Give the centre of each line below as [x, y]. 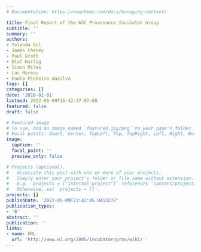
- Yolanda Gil [24, 45]
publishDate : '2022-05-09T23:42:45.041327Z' [63, 200]
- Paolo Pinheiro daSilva [38, 79]
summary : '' [21, 34]
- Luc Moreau [22, 73]
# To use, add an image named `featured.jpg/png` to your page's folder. [100, 128]
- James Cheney [25, 51]
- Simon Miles [24, 67]
